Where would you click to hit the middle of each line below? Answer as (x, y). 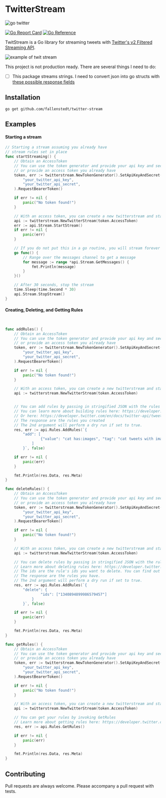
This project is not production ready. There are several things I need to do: (81, 67)
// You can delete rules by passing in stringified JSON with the (84, 562)
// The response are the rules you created (60, 420)
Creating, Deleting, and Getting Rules (44, 310)
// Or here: (26, 416)
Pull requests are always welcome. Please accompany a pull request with (80, 786)
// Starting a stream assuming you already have (56, 148)
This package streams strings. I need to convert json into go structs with (86, 76)
